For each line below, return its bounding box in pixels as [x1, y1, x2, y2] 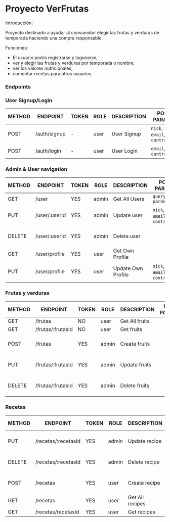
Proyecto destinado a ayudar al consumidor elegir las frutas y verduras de [5, 29, 160, 35]
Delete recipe [127, 458, 160, 465]
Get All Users [113, 196, 145, 203]
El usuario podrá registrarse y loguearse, [12, 54, 98, 61]
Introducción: [5, 20, 33, 26]
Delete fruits [120, 382, 149, 389]
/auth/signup [35, 130, 66, 137]
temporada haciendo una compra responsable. [5, 35, 103, 41]
